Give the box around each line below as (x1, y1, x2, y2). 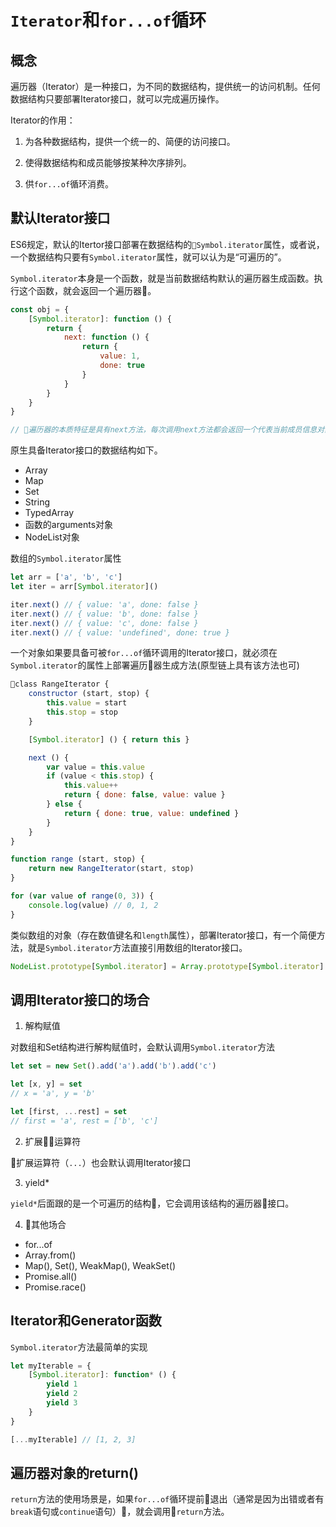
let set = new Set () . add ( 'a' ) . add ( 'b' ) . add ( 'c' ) (10, 1061, 217, 1071)
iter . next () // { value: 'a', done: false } (10, 599, 199, 610)
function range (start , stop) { (10, 854, 145, 865)
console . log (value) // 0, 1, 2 (28, 900, 159, 910)
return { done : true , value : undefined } (63, 808, 240, 818)
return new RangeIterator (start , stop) (28, 864, 195, 874)
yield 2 (46, 1389, 78, 1399)
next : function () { (63, 332, 150, 343)
